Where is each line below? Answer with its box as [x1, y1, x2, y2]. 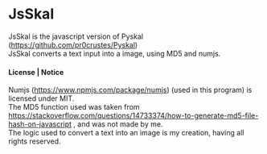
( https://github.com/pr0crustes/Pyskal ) [8, 40, 138, 49]
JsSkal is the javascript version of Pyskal [8, 31, 143, 41]
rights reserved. [8, 136, 62, 146]
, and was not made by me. [73, 119, 163, 129]
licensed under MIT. [8, 94, 75, 103]
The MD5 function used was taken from [8, 102, 140, 112]
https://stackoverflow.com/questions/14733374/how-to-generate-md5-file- [8, 110, 259, 121]
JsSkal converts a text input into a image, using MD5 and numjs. [8, 48, 221, 58]
